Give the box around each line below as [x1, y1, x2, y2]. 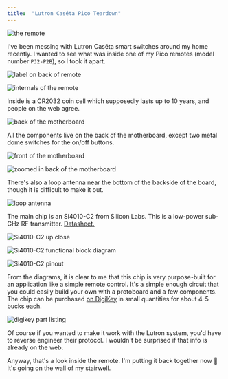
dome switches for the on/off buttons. [7, 138, 115, 147]
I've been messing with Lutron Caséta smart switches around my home [7, 42, 208, 50]
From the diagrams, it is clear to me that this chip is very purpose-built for [7, 272, 216, 281]
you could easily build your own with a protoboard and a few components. [7, 287, 217, 296]
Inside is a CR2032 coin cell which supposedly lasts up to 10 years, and [7, 97, 209, 105]
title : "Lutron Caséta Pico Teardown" [7, 10, 122, 17]
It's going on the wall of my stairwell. [7, 364, 111, 372]
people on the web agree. [7, 104, 80, 112]
